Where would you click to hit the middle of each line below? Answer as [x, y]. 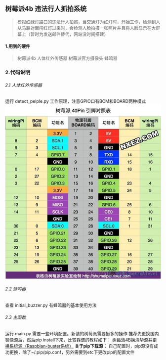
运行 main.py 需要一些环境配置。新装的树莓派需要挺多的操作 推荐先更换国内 [82, 334]
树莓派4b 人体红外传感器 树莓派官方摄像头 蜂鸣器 [67, 58]
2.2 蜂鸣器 [16, 289]
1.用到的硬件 [18, 46]
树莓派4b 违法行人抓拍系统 [46, 9]
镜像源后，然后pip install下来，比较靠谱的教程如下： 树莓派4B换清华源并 [79, 340]
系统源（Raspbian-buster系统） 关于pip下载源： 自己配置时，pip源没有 [82, 346]
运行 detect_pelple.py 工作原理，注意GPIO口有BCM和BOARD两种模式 [76, 101]
